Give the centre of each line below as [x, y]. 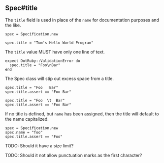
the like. [13, 25]
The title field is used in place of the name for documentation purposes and [82, 20]
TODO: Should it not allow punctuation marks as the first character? [74, 155]
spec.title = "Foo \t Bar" [35, 100]
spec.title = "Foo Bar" [32, 87]
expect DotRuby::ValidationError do [43, 61]
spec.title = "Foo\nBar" [35, 65]
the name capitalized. [27, 119]
